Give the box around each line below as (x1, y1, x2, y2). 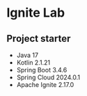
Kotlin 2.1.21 (16, 58, 50, 67)
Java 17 (16, 51, 39, 59)
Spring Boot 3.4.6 (16, 66, 68, 74)
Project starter (6, 33, 71, 45)
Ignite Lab (6, 5, 65, 21)
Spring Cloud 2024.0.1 (16, 73, 81, 81)
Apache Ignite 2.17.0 (16, 81, 74, 88)
